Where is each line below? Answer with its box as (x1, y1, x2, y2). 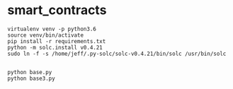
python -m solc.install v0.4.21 (7, 44, 103, 51)
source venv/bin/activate (7, 31, 84, 39)
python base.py (7, 69, 52, 76)
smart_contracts (7, 2, 107, 18)
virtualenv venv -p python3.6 (7, 25, 97, 32)
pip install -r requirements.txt (7, 37, 106, 44)
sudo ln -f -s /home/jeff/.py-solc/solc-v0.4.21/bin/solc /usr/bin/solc (7, 50, 227, 57)
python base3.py (7, 75, 55, 82)
